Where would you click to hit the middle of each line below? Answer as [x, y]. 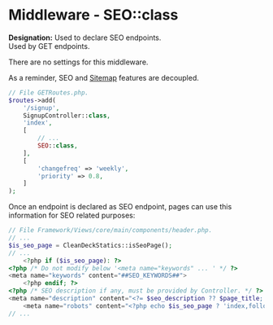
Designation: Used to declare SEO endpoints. [85, 37]
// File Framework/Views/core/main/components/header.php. [110, 231]
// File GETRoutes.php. [49, 92]
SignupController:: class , [67, 116]
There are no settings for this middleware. [78, 62]
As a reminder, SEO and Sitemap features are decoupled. [104, 77]
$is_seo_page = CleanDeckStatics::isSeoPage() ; [91, 245]
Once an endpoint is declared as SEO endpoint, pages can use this [120, 207]
